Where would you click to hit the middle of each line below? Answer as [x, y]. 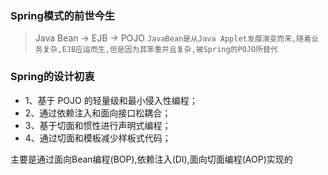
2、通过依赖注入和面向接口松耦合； [98, 113]
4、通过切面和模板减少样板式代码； [98, 138]
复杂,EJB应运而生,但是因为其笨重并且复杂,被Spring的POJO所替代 [160, 50]
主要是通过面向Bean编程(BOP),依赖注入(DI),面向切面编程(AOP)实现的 [151, 159]
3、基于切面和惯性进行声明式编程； [98, 125]
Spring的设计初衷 [52, 77]
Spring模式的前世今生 [63, 15]
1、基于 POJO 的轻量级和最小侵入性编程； [111, 100]
